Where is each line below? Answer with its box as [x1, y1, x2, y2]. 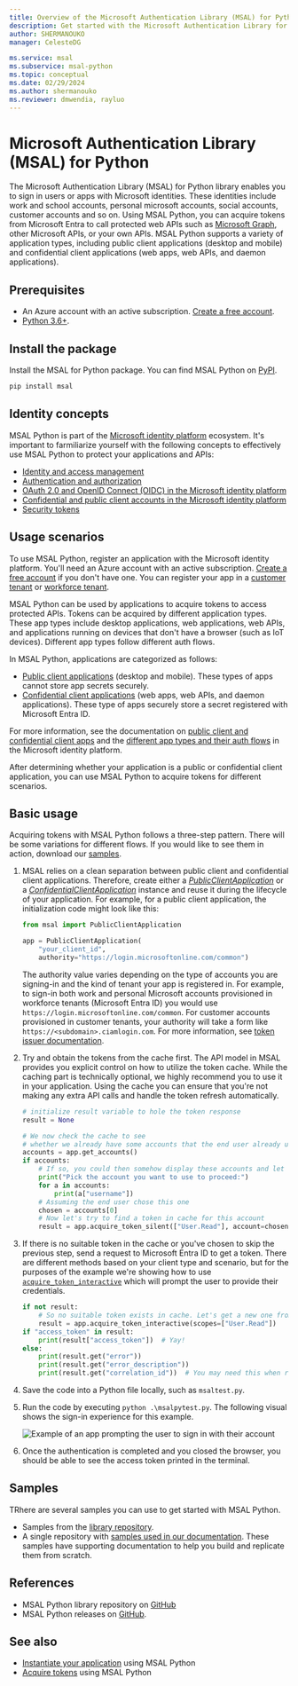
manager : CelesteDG [9, 37, 82, 47]
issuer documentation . [21, 1035, 105, 1045]
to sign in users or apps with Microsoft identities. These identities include [9, 191, 277, 201]
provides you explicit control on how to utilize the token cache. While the [21, 1061, 288, 1072]
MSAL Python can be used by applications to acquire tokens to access [9, 598, 268, 609]
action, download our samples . [9, 848, 122, 859]
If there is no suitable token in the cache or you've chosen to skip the [21, 1239, 275, 1249]
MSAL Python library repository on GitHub [21, 1599, 176, 1610]
